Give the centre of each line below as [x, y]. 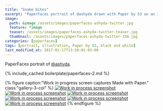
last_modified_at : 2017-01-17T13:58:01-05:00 [52, 50]
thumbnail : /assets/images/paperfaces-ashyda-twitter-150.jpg [73, 37]
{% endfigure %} [84, 103]
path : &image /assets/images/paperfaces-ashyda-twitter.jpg [71, 23]
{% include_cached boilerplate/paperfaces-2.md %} [57, 73]
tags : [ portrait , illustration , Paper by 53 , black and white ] [70, 46]
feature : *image [26, 28]
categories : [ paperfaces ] [31, 41]
